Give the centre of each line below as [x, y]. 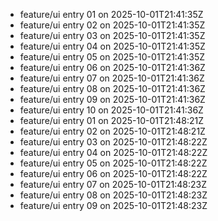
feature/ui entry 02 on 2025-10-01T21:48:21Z [112, 131]
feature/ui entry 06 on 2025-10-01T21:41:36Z [112, 67]
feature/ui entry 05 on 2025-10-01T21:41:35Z [112, 57]
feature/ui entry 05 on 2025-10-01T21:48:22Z [113, 163]
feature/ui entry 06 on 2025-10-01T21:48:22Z [113, 173]
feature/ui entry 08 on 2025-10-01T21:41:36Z [112, 88]
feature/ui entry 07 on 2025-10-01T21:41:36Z [112, 78]
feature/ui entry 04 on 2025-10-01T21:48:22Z [113, 152]
